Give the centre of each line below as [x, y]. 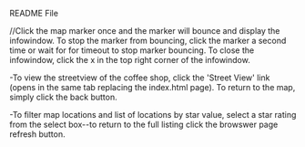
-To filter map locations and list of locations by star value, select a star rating [153, 115]
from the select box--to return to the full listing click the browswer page [144, 124]
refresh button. [37, 134]
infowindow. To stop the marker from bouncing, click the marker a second [148, 41]
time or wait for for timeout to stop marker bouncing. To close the [132, 50]
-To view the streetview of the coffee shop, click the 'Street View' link [140, 78]
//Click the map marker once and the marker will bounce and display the [145, 31]
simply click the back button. [63, 97]
